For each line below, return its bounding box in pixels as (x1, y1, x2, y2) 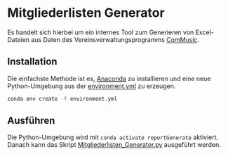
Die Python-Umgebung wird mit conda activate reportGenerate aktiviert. (7, 133, 219, 141)
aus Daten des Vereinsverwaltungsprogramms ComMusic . (31, 35, 200, 43)
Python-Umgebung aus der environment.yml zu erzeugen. (7, 82, 176, 90)
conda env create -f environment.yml (7, 95, 118, 102)
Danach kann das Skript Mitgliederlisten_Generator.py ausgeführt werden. (7, 141, 221, 149)
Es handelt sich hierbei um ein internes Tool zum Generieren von (7, 28, 194, 36)
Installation (7, 56, 58, 68)
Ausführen (7, 115, 55, 127)
